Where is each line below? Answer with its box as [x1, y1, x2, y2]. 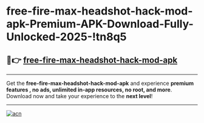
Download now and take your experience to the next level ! [6, 93, 153, 99]
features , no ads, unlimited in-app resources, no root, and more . [6, 86, 172, 93]
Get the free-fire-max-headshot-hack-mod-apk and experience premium [6, 80, 194, 87]
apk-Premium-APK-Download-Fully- [6, 17, 194, 31]
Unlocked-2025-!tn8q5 [6, 30, 127, 44]
